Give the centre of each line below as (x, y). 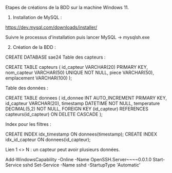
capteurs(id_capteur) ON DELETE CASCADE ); (54, 114)
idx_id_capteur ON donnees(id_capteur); (48, 140)
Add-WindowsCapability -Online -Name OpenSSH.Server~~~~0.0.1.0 (79, 159)
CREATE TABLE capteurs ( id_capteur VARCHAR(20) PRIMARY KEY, (77, 67)
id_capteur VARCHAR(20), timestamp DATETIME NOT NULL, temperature (83, 103)
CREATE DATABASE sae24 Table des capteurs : (56, 57)
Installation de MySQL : (37, 17)
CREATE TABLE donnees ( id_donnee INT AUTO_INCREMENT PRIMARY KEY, (86, 98)
